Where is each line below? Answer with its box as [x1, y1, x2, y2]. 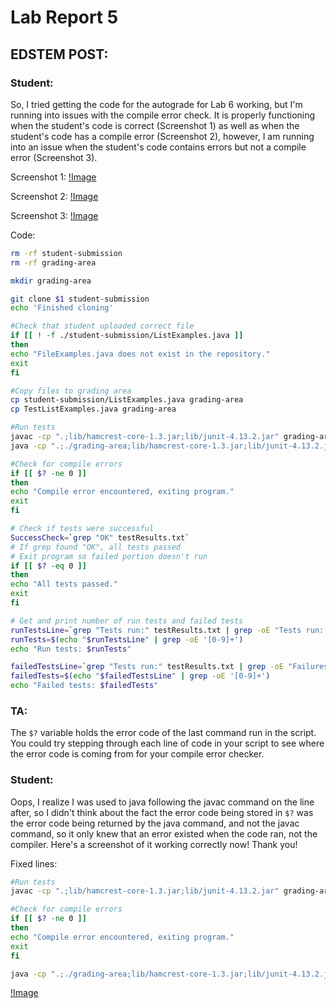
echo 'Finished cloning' [10, 303, 114, 313]
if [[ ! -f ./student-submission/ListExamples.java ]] [10, 331, 244, 341]
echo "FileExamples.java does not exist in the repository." [10, 349, 271, 359]
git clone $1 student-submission [10, 294, 150, 304]
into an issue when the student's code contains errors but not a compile [10, 141, 307, 153]
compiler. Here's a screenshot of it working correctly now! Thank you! [10, 838, 298, 850]
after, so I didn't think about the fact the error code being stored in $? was [10, 806, 314, 818]
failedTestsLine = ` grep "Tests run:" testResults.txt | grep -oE [10, 662, 284, 672]
